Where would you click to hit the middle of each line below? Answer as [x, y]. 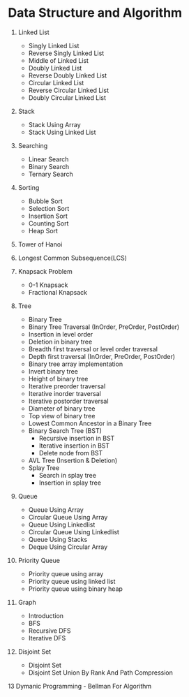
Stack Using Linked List [62, 132]
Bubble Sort [46, 201]
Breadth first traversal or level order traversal [93, 349]
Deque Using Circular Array [68, 547]
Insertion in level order [61, 334]
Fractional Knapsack [58, 292]
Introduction [46, 615]
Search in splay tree [68, 475]
